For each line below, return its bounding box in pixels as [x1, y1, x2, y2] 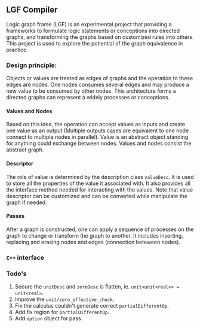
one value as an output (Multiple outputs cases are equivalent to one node [6, 127, 189, 134]
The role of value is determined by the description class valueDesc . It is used [6, 173, 194, 180]
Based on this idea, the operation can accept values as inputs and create [6, 121, 186, 128]
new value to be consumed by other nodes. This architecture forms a [6, 87, 176, 95]
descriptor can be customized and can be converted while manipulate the [6, 192, 188, 199]
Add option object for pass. [14, 314, 83, 322]
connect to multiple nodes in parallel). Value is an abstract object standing [6, 133, 189, 141]
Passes [6, 212, 25, 220]
